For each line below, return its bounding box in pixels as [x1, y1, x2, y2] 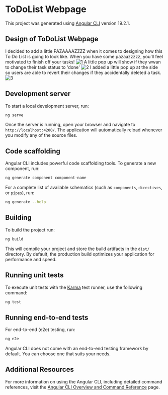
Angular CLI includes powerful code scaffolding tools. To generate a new [5, 160, 156, 167]
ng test [5, 299, 22, 304]
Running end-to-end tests [5, 313, 89, 322]
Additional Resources [5, 365, 74, 374]
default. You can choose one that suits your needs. [5, 351, 111, 357]
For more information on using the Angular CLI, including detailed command [5, 378, 162, 384]
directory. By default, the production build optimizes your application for [5, 251, 155, 257]
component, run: [5, 166, 40, 172]
